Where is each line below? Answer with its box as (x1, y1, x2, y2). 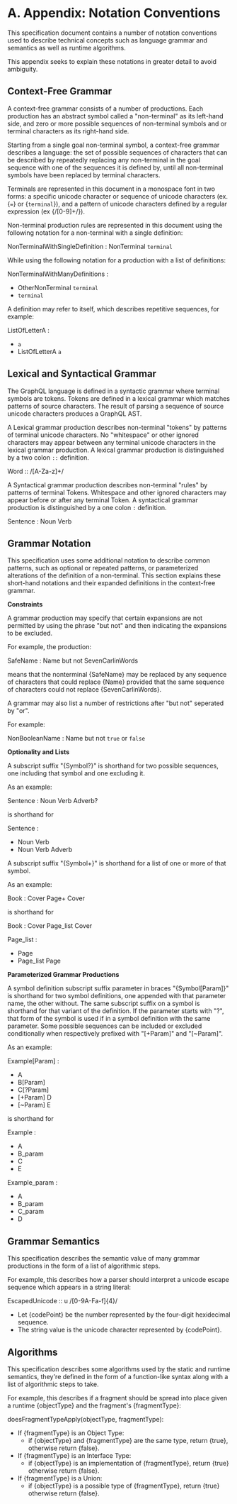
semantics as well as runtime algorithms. (7, 43, 126, 52)
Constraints (7, 600, 43, 609)
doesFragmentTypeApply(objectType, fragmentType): (7, 1415, 164, 1423)
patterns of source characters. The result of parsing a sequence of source (7, 402, 224, 410)
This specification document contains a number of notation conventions (7, 28, 217, 37)
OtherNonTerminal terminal (17, 283, 99, 292)
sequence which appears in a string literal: (7, 1283, 131, 1292)
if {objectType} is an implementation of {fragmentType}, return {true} (28, 1459, 229, 1467)
